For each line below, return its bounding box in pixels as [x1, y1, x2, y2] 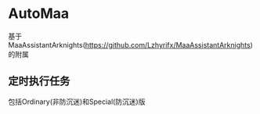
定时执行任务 [8, 75, 70, 88]
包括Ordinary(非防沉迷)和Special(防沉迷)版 [8, 97, 146, 106]
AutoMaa [8, 5, 70, 23]
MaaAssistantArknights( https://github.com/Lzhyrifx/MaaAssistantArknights [8, 40, 251, 49]
